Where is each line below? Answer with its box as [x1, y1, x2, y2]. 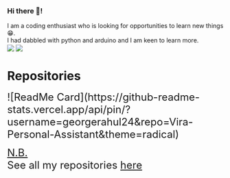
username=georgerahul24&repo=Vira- [7, 116, 194, 129]
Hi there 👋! [7, 6, 43, 16]
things [205, 22, 224, 30]
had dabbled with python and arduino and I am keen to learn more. [10, 36, 199, 44]
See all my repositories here [7, 159, 143, 172]
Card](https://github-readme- [56, 90, 200, 104]
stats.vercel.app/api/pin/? [7, 103, 131, 116]
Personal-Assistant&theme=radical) [7, 128, 180, 141]
